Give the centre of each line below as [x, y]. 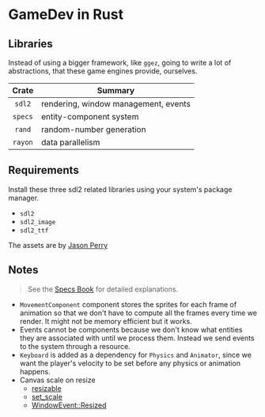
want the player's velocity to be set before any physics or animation [130, 363]
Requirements [44, 170]
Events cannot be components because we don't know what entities [131, 329]
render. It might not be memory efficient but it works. [106, 321]
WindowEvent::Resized [69, 405]
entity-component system [90, 116]
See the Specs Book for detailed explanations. [103, 289]
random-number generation [93, 130]
